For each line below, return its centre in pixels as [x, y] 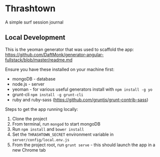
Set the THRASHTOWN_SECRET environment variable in [63, 134]
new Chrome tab [29, 150]
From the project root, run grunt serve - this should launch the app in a [84, 145]
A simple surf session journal [34, 22]
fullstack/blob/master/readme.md [39, 60]
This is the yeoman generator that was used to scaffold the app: [69, 49]
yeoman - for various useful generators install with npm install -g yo [82, 89]
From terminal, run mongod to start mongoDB [56, 124]
